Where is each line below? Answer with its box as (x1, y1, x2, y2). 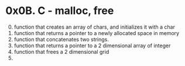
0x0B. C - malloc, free (5, 4, 114, 18)
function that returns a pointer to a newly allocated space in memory (13, 29, 180, 36)
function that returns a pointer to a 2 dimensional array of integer (13, 42, 171, 49)
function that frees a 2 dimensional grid (13, 48, 109, 55)
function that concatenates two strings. (13, 36, 109, 43)
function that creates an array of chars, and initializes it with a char (13, 23, 175, 30)
